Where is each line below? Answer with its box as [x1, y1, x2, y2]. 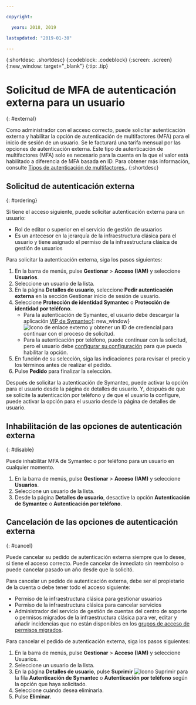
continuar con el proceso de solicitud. [23, 330, 115, 337]
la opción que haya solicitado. [14, 680, 87, 687]
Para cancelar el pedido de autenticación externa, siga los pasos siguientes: [6, 637, 190, 645]
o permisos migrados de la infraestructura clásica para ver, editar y [14, 614, 177, 621]
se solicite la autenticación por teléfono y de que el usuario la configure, [6, 392, 181, 399]
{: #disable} [6, 446, 34, 453]
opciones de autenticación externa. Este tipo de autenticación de [6, 145, 163, 153]
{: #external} [6, 115, 37, 123]
